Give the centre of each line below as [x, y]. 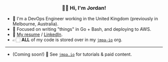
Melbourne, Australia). [35, 24]
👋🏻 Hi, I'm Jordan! [84, 8]
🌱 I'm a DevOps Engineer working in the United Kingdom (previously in [85, 19]
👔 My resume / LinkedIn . [37, 35]
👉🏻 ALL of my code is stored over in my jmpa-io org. [67, 40]
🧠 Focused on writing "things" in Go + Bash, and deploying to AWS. [82, 29]
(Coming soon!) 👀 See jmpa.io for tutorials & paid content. [72, 55]
